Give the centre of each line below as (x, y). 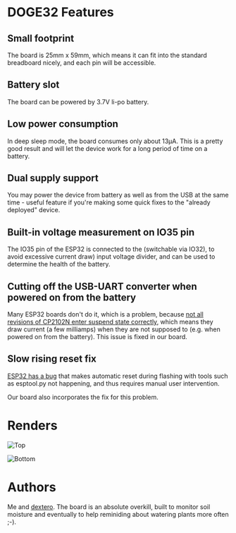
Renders (32, 425)
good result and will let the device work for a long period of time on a (107, 148)
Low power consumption (63, 124)
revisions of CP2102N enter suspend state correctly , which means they (110, 322)
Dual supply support (53, 178)
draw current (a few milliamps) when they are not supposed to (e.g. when (114, 329)
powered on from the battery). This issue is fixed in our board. (98, 337)
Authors (32, 487)
